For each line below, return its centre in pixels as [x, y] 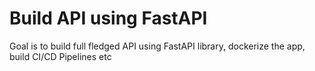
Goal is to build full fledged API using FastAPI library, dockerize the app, [157, 46]
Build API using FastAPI [108, 18]
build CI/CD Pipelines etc [60, 56]
